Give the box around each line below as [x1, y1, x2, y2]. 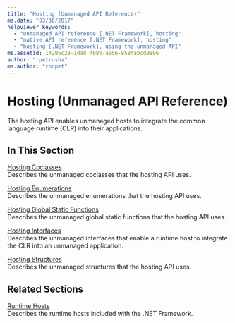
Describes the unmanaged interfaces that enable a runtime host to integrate [7, 234, 228, 243]
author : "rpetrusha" [7, 56, 68, 63]
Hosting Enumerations [7, 184, 72, 193]
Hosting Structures [7, 255, 62, 264]
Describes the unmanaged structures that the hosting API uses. [7, 262, 192, 272]
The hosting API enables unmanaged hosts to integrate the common [7, 116, 206, 125]
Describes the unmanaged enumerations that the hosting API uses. [7, 192, 203, 200]
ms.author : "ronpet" [7, 63, 68, 70]
